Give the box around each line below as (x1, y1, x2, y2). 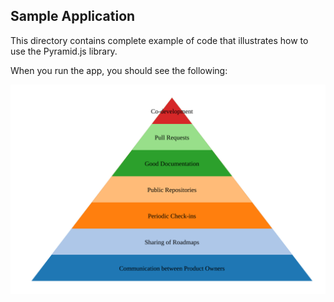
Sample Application (10, 8, 136, 25)
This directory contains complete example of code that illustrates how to (10, 34, 309, 46)
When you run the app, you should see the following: (10, 64, 228, 76)
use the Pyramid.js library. (10, 45, 118, 57)
